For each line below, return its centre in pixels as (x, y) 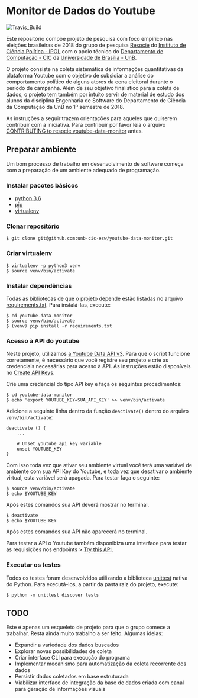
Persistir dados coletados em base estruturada (72, 677)
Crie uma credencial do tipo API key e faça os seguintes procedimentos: (94, 384)
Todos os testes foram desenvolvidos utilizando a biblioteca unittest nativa (97, 578)
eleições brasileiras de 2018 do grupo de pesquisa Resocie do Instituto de (96, 45)
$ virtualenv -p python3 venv (43, 266)
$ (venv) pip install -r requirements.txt (59, 326)
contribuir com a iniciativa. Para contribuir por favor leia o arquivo (86, 124)
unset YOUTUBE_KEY (39, 449)
